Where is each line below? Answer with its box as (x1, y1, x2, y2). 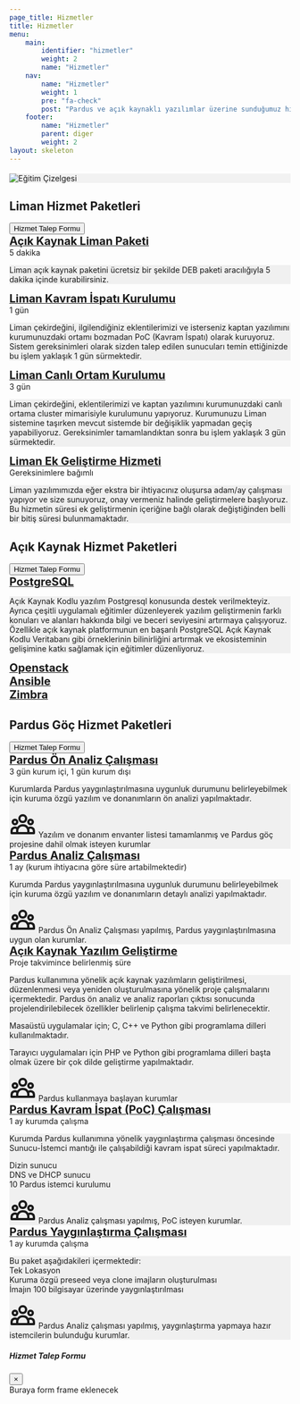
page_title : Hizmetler (9, 13, 94, 22)
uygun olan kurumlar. (9, 935, 87, 946)
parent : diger (41, 130, 94, 139)
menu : (9, 29, 29, 38)
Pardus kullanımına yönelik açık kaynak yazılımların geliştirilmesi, (9, 975, 247, 986)
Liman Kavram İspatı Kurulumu (9, 291, 176, 307)
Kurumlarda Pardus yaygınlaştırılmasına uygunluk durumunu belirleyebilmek (9, 784, 288, 794)
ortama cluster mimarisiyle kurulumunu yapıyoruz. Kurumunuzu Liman (9, 408, 267, 419)
